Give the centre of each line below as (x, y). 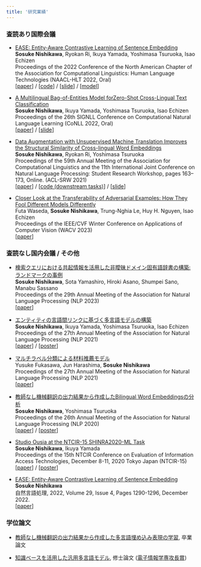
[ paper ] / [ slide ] (34, 130)
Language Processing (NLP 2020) (57, 424)
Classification (32, 104)
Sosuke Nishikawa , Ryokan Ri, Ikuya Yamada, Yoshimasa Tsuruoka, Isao (105, 54)
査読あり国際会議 (31, 34)
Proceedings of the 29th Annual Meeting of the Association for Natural (103, 295)
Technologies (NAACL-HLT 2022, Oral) (63, 80)
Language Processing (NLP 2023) (57, 301)
